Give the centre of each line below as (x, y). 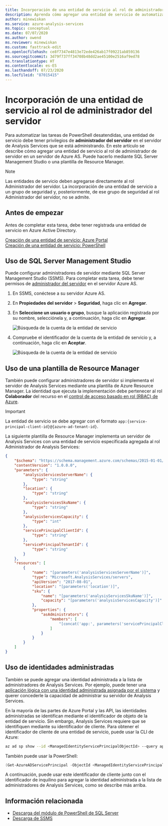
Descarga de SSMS (32, 818)
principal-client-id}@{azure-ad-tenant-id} (51, 427)
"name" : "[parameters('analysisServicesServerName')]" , (91, 573)
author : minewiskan (25, 19)
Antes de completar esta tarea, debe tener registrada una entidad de (76, 225)
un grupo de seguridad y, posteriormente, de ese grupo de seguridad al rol (82, 191)
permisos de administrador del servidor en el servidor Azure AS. (71, 284)
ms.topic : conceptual (28, 29)
